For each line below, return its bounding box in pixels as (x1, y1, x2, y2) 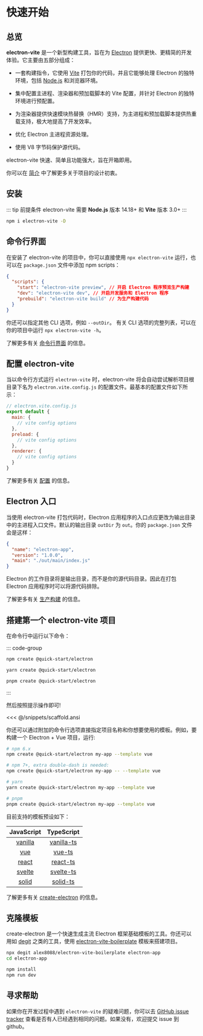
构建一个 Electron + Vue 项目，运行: (6, 734, 95, 741)
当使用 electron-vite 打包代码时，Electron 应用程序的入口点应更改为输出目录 (6, 513, 196, 521)
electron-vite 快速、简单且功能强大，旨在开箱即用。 (6, 156, 135, 164)
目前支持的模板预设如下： (6, 813, 70, 820)
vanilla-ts (49, 838, 77, 846)
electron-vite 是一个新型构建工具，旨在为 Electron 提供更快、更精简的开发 (6, 49, 192, 56)
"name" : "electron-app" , (11, 546, 74, 552)
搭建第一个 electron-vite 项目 (6, 615, 116, 625)
